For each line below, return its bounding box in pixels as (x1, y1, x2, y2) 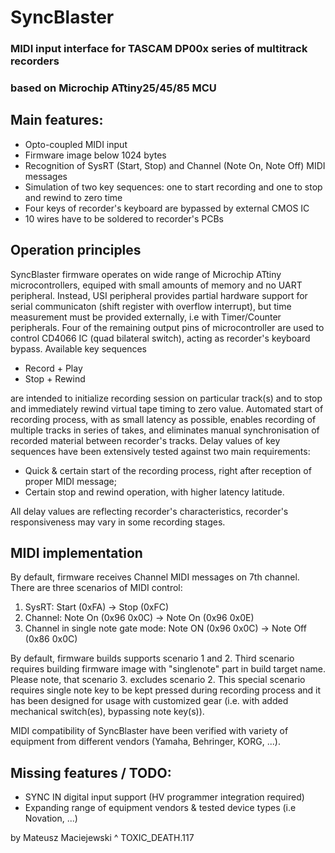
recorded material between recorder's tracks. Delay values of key (10, 434, 281, 446)
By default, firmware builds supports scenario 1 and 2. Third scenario (10, 652, 295, 665)
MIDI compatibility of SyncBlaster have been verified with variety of (10, 725, 289, 737)
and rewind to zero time (24, 191, 123, 203)
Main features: (10, 112, 104, 129)
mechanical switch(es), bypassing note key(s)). (10, 706, 205, 718)
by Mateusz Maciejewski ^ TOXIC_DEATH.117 (10, 832, 195, 844)
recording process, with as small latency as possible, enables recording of (10, 413, 317, 425)
